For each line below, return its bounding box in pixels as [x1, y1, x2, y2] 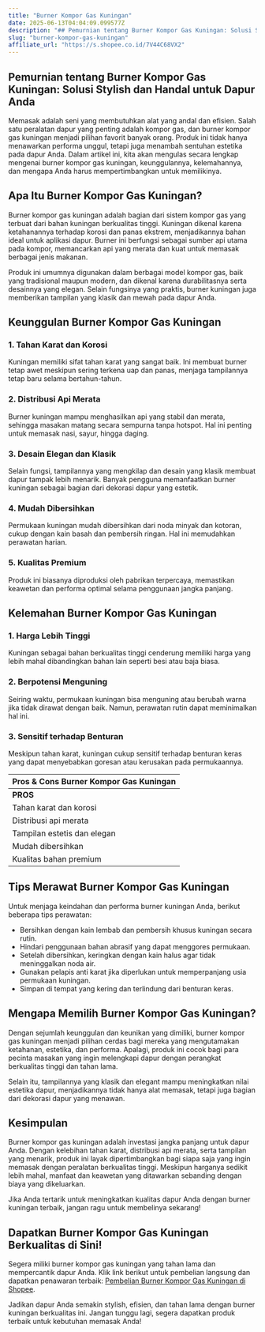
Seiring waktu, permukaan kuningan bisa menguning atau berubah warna [8, 694, 247, 704]
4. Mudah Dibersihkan [8, 503, 95, 514]
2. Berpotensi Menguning [8, 677, 108, 688]
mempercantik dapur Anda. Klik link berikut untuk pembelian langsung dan [8, 1268, 251, 1277]
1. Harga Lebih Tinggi [8, 630, 91, 641]
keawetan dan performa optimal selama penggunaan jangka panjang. [8, 583, 233, 593]
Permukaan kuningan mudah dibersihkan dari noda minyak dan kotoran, [8, 521, 242, 530]
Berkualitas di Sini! [8, 1238, 103, 1251]
